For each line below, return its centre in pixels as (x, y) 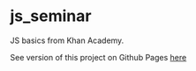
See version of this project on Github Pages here (98, 57)
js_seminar (51, 16)
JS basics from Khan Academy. (67, 40)
